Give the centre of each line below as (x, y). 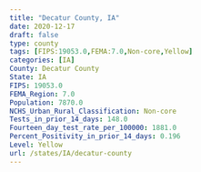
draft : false (34, 35)
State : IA (28, 77)
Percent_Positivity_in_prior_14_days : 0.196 (95, 137)
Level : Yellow (36, 145)
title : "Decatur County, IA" (65, 18)
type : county (34, 43)
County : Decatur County (55, 69)
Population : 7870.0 (46, 102)
